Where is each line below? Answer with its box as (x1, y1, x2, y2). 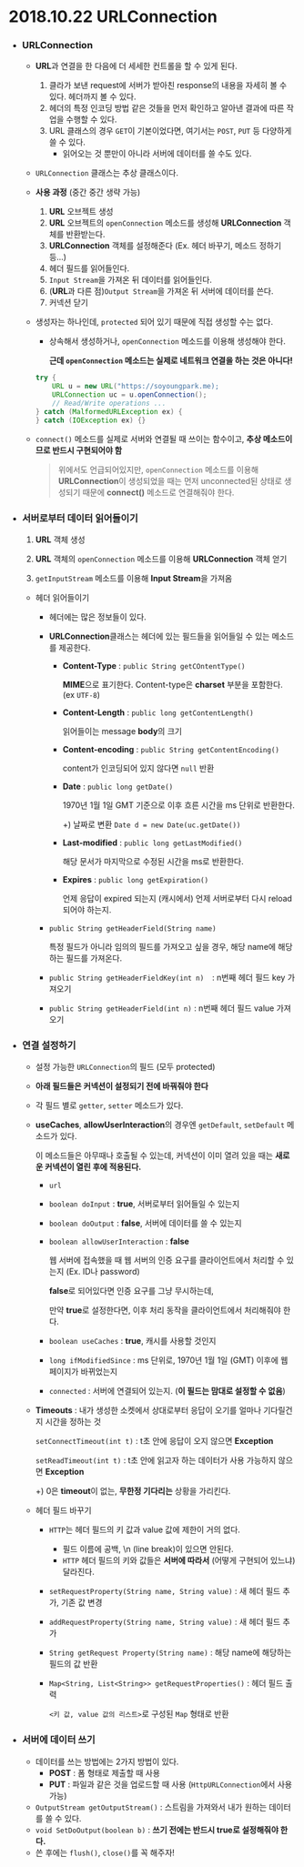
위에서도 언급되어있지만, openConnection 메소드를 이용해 (57, 464, 259, 475)
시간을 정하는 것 (45, 1417, 102, 1428)
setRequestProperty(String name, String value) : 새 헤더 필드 (48, 1586, 281, 1597)
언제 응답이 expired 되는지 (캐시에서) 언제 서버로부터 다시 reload (62, 893, 293, 904)
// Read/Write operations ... (52, 399, 167, 409)
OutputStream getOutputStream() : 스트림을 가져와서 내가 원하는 (35, 1801, 268, 1812)
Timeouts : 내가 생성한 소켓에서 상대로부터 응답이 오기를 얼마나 (35, 1405, 261, 1416)
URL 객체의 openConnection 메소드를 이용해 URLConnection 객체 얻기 (35, 553, 288, 565)
